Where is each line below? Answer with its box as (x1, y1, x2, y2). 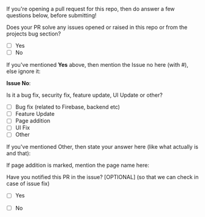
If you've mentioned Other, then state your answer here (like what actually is (6, 143, 199, 151)
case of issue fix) (6, 180, 50, 188)
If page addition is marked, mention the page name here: (6, 162, 150, 169)
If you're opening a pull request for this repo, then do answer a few (6, 6, 175, 12)
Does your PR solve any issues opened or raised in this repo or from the (6, 24, 188, 31)
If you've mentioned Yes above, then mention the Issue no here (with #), (6, 61, 188, 69)
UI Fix (15, 124, 31, 131)
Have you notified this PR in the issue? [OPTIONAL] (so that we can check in (6, 173, 199, 181)
